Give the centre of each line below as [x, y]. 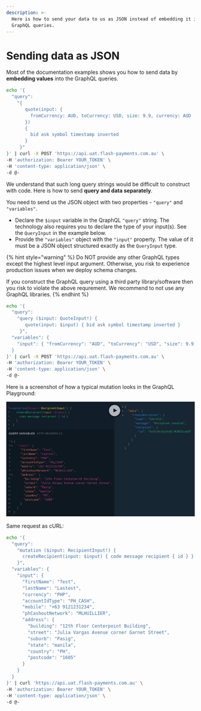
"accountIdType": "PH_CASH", [58, 601]
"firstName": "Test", [49, 582]
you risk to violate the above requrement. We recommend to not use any [95, 288]
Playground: [21, 393]
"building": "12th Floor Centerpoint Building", [89, 626]
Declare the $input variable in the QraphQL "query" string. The [92, 220]
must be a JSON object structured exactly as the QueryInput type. [96, 245]
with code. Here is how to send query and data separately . [79, 190]
